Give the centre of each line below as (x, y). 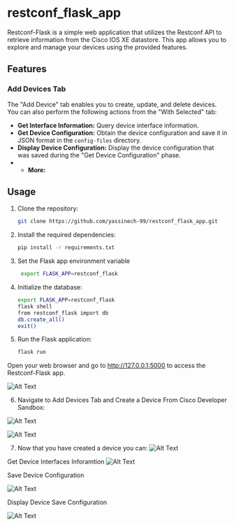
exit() (27, 326)
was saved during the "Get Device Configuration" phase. (99, 155)
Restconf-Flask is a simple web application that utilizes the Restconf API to (115, 32)
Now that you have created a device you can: (82, 448)
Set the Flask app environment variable (74, 261)
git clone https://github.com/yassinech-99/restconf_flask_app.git (117, 222)
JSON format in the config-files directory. (79, 140)
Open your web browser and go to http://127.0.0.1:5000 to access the (107, 366)
